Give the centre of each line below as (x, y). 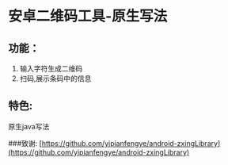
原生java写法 (29, 126)
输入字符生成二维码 (51, 69)
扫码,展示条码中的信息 (55, 79)
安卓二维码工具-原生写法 (88, 16)
